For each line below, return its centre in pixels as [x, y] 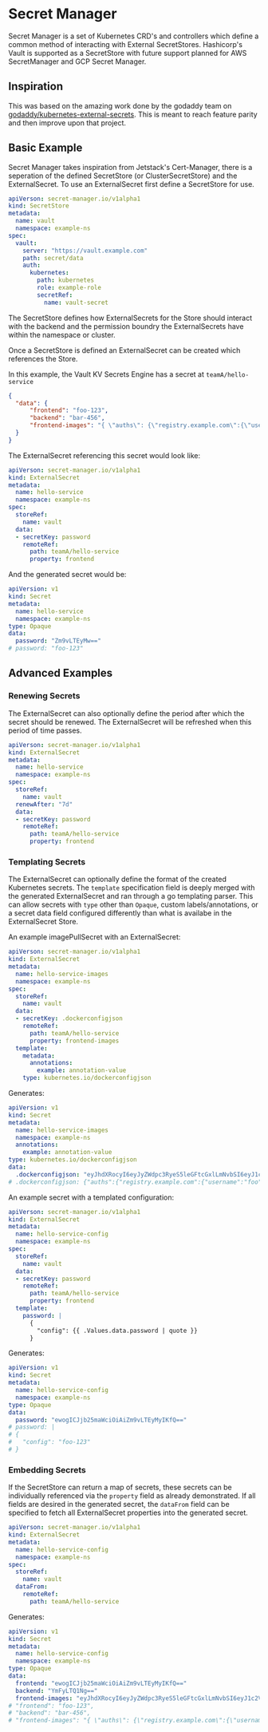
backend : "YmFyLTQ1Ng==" [57, 1690]
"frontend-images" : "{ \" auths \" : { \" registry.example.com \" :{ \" [140, 425]
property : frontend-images [74, 1041]
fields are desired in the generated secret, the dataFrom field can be [119, 1505]
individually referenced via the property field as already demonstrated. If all [132, 1496]
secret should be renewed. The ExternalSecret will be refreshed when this [130, 722]
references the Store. [43, 358]
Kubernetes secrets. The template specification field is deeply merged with [132, 888]
